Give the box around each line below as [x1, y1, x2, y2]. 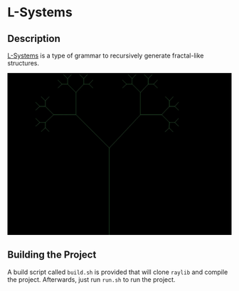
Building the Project [7, 249, 97, 261]
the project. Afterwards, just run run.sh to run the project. [7, 275, 176, 284]
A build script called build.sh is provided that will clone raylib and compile [7, 268, 228, 276]
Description [7, 33, 60, 45]
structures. [7, 59, 39, 67]
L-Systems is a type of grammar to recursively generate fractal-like [7, 51, 204, 60]
